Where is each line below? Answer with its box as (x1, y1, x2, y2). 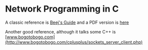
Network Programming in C (5, 3, 119, 15)
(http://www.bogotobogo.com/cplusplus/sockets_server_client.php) (5, 39, 143, 45)
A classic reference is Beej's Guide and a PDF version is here (5, 19, 129, 25)
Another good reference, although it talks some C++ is (5, 29, 116, 34)
